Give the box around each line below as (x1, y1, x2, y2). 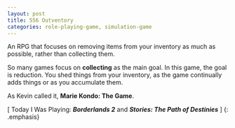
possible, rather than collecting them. (7, 50, 115, 58)
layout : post (7, 10, 46, 17)
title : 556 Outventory (7, 17, 74, 24)
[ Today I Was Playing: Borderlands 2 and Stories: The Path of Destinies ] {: (7, 106, 229, 114)
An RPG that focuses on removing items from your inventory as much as (7, 43, 216, 51)
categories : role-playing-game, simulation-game (7, 23, 152, 30)
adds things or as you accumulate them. (7, 78, 123, 87)
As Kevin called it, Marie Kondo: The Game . (7, 92, 135, 100)
